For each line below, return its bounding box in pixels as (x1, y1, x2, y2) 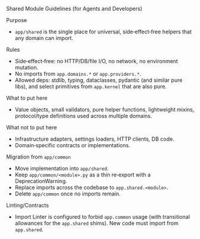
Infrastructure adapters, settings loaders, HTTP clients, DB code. (14, 135, 174, 142)
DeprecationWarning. (14, 178, 67, 184)
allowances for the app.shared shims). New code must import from (14, 220, 179, 226)
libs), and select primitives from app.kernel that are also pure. (14, 83, 167, 90)
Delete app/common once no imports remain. (14, 190, 121, 197)
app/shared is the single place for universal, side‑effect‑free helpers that (14, 28, 192, 35)
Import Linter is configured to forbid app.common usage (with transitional (14, 213, 190, 220)
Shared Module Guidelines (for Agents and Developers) (6, 5, 143, 12)
